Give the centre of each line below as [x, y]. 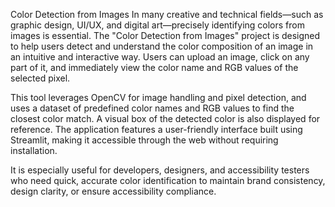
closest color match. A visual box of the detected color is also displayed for [165, 118]
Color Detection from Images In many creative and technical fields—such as [167, 14]
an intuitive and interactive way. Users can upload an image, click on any [160, 57]
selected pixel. [40, 78]
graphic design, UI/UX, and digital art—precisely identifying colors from [157, 25]
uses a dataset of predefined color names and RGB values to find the [152, 108]
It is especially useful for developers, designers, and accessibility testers [160, 170]
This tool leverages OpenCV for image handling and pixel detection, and [158, 97]
